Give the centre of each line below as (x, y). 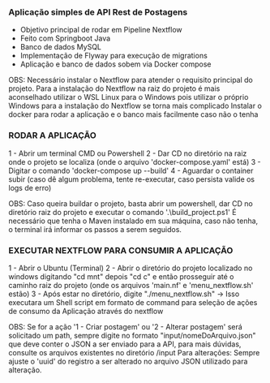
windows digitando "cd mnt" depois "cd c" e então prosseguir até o (121, 276)
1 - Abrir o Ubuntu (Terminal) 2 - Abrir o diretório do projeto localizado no (131, 268)
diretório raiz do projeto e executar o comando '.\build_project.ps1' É (122, 212)
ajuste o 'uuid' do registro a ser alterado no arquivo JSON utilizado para (128, 361)
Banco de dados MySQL (61, 47)
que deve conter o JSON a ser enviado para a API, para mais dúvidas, (125, 344)
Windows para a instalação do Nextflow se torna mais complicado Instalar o (135, 106)
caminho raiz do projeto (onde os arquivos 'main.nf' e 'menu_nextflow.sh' (131, 285)
